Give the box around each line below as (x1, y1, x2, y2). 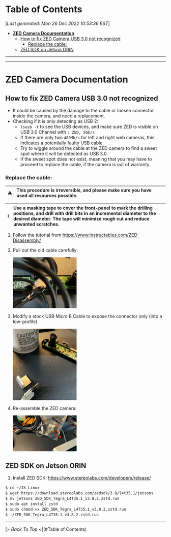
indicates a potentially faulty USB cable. (20, 140, 104, 146)
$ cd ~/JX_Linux (5, 485, 40, 491)
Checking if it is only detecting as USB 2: (12, 118, 98, 124)
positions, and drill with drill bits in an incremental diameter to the (13, 210, 156, 216)
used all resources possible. (16, 192, 78, 199)
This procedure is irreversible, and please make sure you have (16, 187, 152, 193)
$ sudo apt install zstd (5, 501, 58, 507)
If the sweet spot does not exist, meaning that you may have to (20, 156, 152, 162)
